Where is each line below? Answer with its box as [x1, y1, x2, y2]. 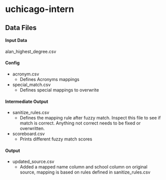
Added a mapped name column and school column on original [19, 164, 148, 170]
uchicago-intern [5, 3, 74, 15]
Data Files [5, 23, 37, 32]
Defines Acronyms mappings [19, 76, 80, 82]
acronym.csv [12, 71, 39, 77]
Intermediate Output [5, 98, 48, 104]
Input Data [5, 37, 27, 43]
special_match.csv [12, 81, 51, 87]
